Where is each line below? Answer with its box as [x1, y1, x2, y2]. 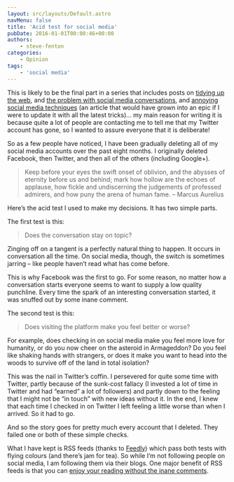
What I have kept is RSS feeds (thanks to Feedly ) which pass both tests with [7, 443, 226, 453]
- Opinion [20, 56, 49, 63]
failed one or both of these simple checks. [7, 430, 130, 439]
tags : [7, 62, 23, 69]
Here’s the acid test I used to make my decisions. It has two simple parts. [7, 203, 218, 212]
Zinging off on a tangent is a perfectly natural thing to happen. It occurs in [7, 244, 221, 253]
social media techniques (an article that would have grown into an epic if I [7, 103, 220, 112]
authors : [7, 36, 33, 43]
